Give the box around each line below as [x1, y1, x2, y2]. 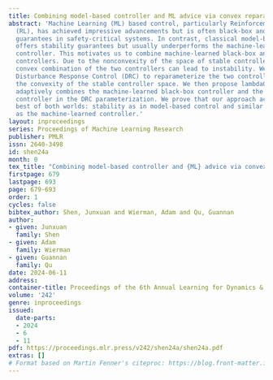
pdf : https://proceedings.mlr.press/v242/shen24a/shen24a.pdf [8, 344, 223, 352]
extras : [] [8, 352, 45, 360]
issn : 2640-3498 [8, 140, 63, 149]
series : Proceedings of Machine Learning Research [8, 125, 184, 133]
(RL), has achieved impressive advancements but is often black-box [15, 27, 253, 35]
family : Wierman [15, 246, 71, 254]
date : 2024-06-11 [8, 269, 67, 277]
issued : [8, 306, 35, 314]
